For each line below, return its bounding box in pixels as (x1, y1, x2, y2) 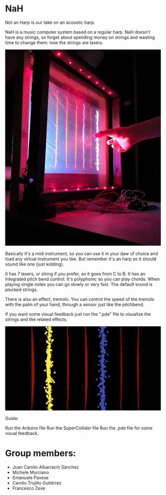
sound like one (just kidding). (5, 261, 64, 267)
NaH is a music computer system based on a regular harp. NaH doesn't (5, 29, 151, 35)
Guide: (5, 416, 19, 422)
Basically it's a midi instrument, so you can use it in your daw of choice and (5, 251, 158, 257)
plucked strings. (5, 286, 38, 293)
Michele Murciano (12, 470, 49, 476)
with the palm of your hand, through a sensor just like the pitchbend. (5, 301, 144, 308)
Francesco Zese (12, 485, 45, 492)
